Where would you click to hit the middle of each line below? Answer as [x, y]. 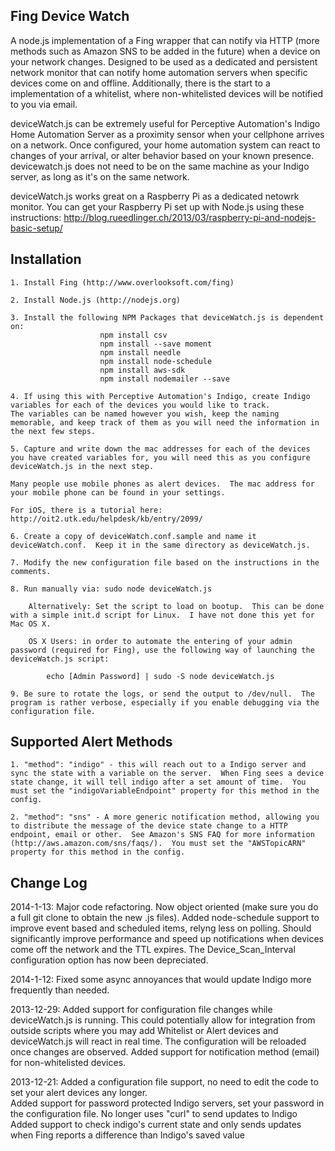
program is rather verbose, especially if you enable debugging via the [165, 702]
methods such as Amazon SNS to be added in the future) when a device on [165, 51]
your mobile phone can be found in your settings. [118, 492]
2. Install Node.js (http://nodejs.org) [96, 300]
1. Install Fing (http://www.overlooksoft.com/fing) [122, 282]
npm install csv [133, 335]
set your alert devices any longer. [79, 1093]
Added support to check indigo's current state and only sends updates [156, 1125]
